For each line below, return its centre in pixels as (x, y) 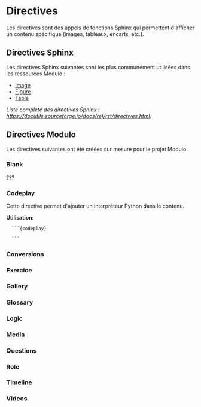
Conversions (25, 254)
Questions (22, 350)
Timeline (19, 382)
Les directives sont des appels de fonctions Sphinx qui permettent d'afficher (100, 28)
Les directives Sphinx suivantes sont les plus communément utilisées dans (98, 67)
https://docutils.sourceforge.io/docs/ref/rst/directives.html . (79, 116)
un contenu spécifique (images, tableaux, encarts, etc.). (75, 34)
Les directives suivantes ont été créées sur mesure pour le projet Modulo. (97, 149)
